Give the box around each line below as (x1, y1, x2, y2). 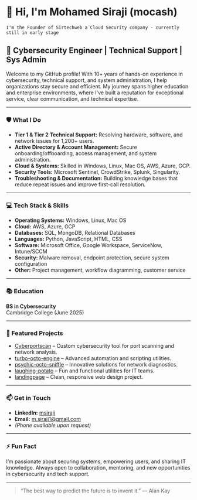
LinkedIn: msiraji (14, 409, 56, 416)
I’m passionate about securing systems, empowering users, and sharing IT (6, 458, 186, 465)
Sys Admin (6, 55, 47, 65)
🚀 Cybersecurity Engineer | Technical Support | (6, 46, 183, 56)
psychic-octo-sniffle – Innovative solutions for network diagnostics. (14, 361, 178, 368)
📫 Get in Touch (6, 393, 51, 402)
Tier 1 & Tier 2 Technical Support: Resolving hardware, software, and (14, 131, 183, 138)
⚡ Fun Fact (6, 442, 37, 450)
